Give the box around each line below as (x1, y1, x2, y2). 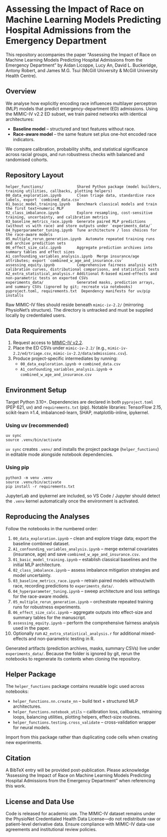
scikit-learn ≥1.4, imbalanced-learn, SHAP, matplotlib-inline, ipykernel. (5, 410, 150, 416)
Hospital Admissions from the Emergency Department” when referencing (5, 778, 156, 784)
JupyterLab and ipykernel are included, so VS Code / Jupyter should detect (5, 493, 161, 499)
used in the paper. (12, 625, 50, 631)
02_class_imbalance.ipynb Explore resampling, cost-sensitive (5, 210, 153, 215)
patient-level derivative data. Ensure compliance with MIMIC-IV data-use (5, 821, 155, 827)
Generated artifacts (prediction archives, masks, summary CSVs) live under (5, 645, 160, 651)
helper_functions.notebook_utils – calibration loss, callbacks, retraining (12, 709, 162, 715)
